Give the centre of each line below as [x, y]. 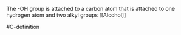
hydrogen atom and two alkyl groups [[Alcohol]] [66, 15]
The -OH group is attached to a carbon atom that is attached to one [90, 9]
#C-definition [23, 27]
